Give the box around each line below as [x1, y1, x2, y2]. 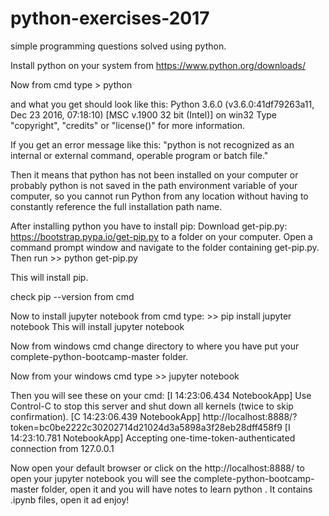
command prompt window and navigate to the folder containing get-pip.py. [10, 241, 320, 253]
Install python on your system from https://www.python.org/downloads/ [10, 59, 306, 71]
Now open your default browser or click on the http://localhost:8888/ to [10, 462, 305, 474]
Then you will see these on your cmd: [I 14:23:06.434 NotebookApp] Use [10, 389, 312, 401]
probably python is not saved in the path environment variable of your [10, 179, 298, 191]
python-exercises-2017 [10, 7, 210, 30]
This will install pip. [10, 271, 89, 283]
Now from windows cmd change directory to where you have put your [10, 340, 300, 352]
